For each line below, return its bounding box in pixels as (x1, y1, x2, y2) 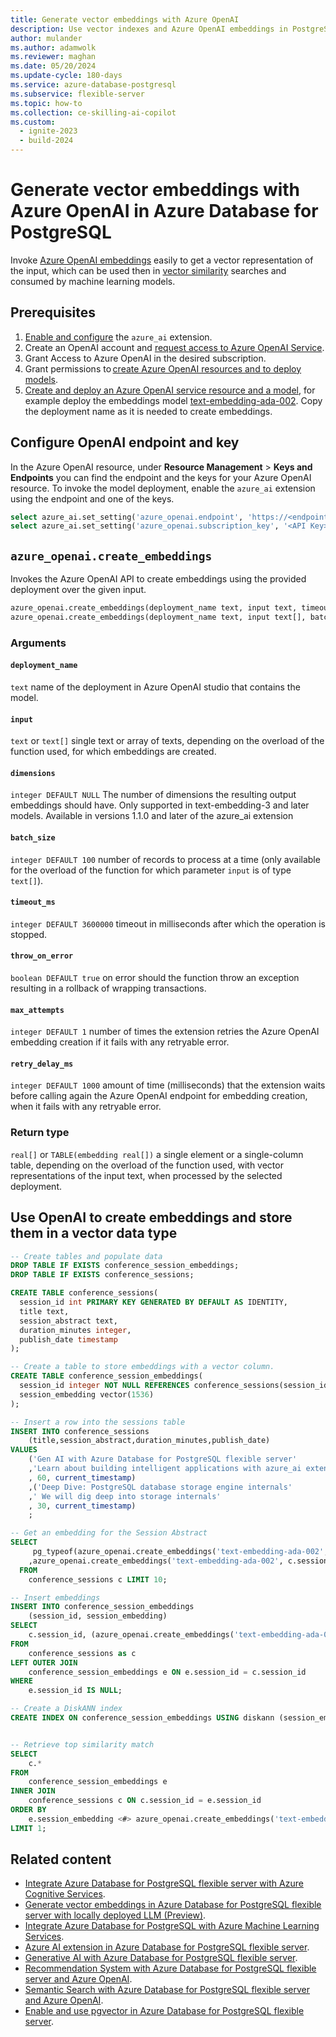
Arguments (10, 636, 67, 650)
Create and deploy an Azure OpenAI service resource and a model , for (24, 384, 316, 396)
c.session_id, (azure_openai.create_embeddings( (28, 1630, 235, 1640)
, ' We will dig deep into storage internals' (28, 1491, 222, 1501)
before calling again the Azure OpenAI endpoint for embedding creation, (10, 1090, 308, 1102)
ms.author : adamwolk (10, 42, 97, 53)
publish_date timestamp (19, 1334, 118, 1345)
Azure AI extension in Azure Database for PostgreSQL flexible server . (24, 1941, 310, 1953)
